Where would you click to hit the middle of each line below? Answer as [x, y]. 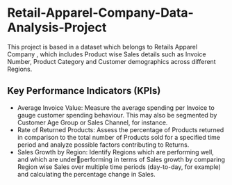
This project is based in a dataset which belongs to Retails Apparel [102, 47]
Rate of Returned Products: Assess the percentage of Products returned [121, 129]
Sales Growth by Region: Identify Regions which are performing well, [115, 152]
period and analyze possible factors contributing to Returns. [103, 145]
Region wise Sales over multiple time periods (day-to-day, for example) [119, 167]
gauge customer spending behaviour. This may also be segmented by [117, 115]
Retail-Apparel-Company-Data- [101, 13]
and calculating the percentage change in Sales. [86, 174]
